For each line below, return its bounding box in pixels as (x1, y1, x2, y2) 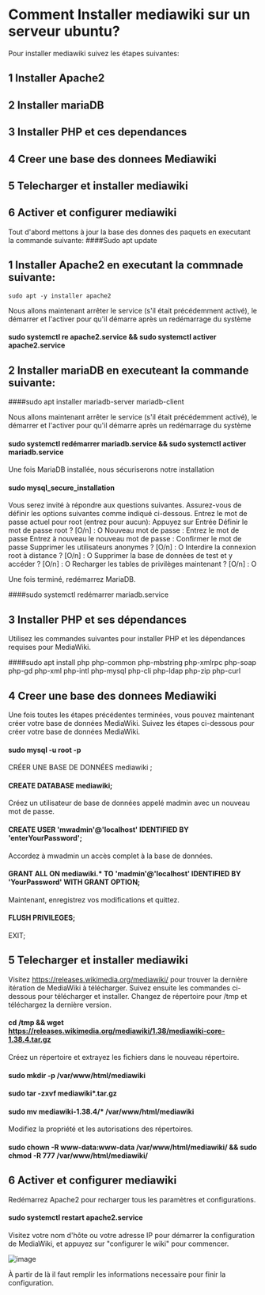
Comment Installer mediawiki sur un (8, 6, 251, 24)
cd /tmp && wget (8, 1018, 65, 1027)
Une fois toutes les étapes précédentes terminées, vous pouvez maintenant (8, 710, 255, 720)
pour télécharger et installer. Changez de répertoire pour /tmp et (37, 991, 248, 1001)
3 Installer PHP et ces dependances (8, 125, 187, 139)
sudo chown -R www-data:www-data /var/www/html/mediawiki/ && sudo (8, 1142, 257, 1152)
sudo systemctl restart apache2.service (8, 1213, 144, 1222)
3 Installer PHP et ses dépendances (8, 613, 187, 626)
